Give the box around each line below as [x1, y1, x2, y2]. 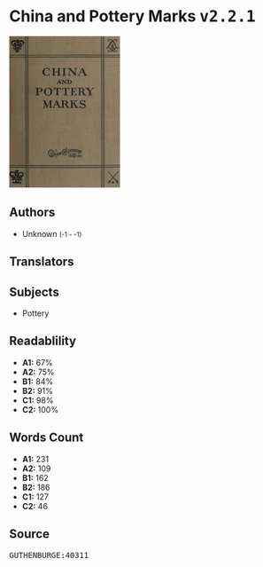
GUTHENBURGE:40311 [9, 550, 89, 561]
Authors [9, 205, 56, 220]
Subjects [9, 284, 59, 299]
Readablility [9, 334, 77, 349]
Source [9, 526, 50, 541]
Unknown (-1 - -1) [21, 228, 82, 239]
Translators [9, 255, 74, 270]
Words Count [9, 430, 84, 445]
